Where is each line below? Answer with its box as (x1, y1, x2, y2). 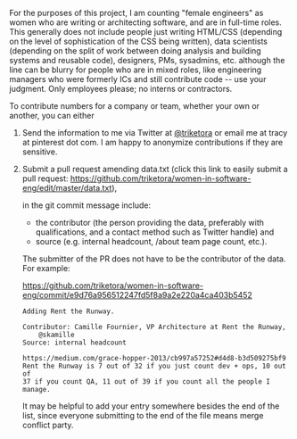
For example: (21, 263, 70, 273)
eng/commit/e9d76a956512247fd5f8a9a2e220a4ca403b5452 (21, 290, 252, 300)
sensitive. (21, 146, 58, 157)
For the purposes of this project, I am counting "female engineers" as (9, 8, 264, 18)
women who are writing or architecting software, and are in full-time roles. (9, 17, 283, 28)
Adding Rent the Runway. (21, 307, 115, 316)
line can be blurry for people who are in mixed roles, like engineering (9, 64, 262, 75)
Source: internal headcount (21, 338, 127, 347)
